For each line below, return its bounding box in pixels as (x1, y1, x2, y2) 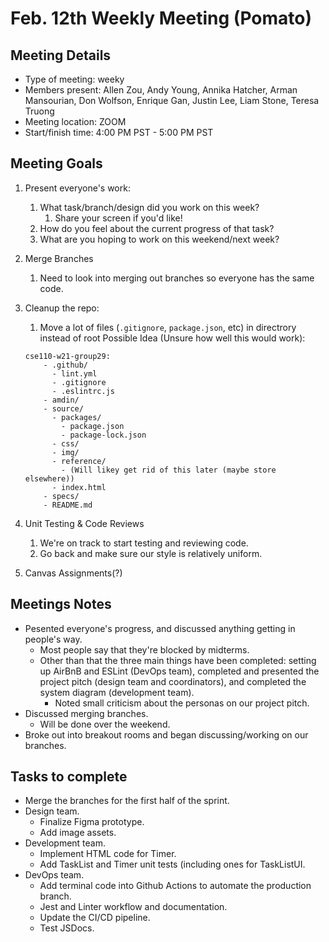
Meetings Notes (10, 596, 112, 613)
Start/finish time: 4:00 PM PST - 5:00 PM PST (24, 127, 214, 138)
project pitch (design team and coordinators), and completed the (39, 675, 307, 687)
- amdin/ (43, 395, 80, 405)
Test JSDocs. (39, 922, 95, 934)
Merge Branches (24, 252, 94, 264)
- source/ (43, 403, 84, 414)
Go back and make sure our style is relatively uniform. (39, 547, 263, 559)
